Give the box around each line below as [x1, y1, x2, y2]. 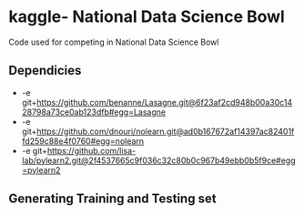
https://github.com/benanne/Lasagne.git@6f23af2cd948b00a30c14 [36, 97, 293, 107]
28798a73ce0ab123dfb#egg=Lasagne [21, 107, 166, 118]
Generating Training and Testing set [8, 191, 217, 207]
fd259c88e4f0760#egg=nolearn [21, 135, 145, 147]
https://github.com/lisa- [46, 145, 137, 156]
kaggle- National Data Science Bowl [8, 6, 286, 27]
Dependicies [8, 63, 82, 78]
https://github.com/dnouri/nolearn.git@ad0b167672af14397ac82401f [36, 126, 295, 137]
